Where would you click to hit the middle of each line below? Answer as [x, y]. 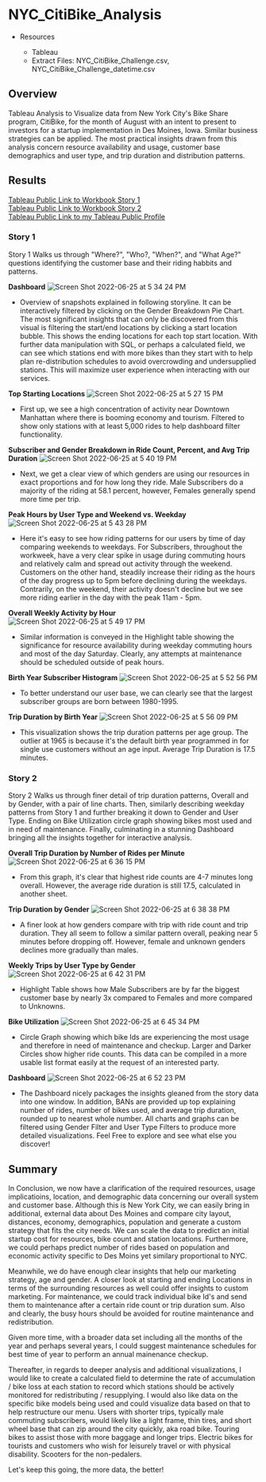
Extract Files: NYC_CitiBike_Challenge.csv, [100, 60]
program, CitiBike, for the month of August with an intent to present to [122, 122]
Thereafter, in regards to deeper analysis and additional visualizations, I [125, 1369]
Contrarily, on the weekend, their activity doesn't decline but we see [131, 589]
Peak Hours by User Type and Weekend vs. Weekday [97, 514]
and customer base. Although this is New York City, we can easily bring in [129, 1205]
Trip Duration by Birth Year [53, 717]
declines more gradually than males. [79, 950]
